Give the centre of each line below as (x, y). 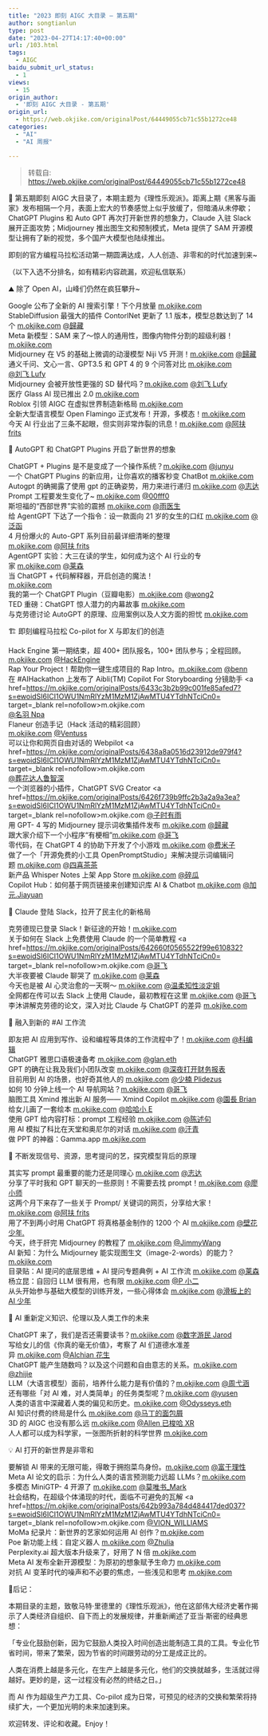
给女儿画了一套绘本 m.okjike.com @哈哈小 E (81, 1108)
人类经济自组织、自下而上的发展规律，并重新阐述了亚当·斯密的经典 (132, 1616)
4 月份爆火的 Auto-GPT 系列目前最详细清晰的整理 (89, 536)
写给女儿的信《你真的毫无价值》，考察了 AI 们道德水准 (96, 1344)
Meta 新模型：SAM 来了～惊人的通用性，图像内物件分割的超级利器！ (121, 335)
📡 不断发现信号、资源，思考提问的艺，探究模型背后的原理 (102, 1155)
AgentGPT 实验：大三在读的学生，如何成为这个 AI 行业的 (101, 556)
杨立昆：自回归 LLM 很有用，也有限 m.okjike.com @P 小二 (104, 1281)
